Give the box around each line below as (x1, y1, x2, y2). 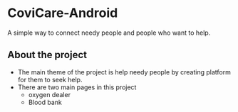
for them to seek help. (17, 75, 83, 84)
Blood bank (28, 98, 62, 106)
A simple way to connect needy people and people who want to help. (7, 28, 211, 37)
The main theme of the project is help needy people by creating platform (17, 67, 232, 76)
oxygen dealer (28, 90, 71, 99)
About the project (7, 49, 88, 61)
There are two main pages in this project (17, 83, 137, 91)
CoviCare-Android (7, 5, 118, 21)
